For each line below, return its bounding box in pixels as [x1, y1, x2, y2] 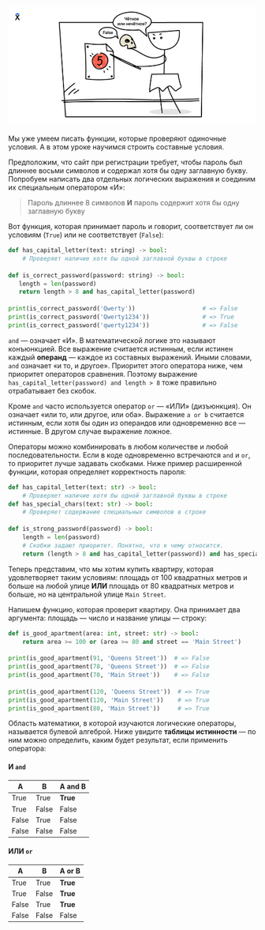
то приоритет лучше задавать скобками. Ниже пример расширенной [8, 458, 242, 468]
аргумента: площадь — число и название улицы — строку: [8, 613, 207, 623]
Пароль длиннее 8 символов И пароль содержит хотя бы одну [27, 198, 240, 208]
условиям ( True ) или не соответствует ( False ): [8, 230, 164, 239]
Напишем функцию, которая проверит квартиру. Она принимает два [8, 604, 241, 614]
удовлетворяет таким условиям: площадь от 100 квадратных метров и [8, 572, 248, 582]
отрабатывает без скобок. [8, 386, 97, 395]
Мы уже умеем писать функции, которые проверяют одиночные [8, 134, 227, 144]
